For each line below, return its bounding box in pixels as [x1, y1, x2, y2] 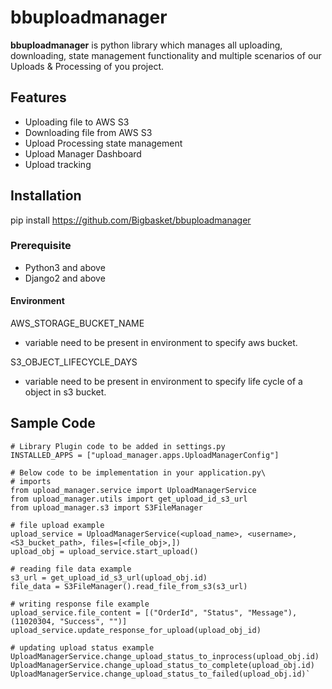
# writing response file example [10, 599, 150, 609]
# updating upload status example [10, 642, 155, 653]
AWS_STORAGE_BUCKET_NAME [10, 317, 145, 330]
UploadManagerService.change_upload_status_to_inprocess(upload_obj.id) [10, 651, 320, 661]
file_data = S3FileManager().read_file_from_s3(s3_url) [10, 581, 248, 591]
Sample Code [10, 415, 96, 432]
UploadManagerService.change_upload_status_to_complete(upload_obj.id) [10, 660, 315, 670]
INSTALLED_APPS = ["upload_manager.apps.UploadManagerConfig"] [10, 450, 280, 460]
